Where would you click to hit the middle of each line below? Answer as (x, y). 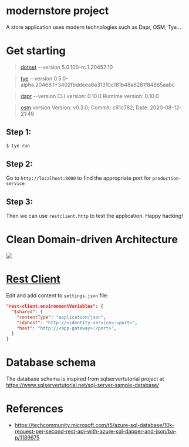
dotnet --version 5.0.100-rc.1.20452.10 (67, 67)
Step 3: (20, 202)
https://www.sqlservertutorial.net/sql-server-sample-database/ (83, 385)
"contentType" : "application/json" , (62, 317)
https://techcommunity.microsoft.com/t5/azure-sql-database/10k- (95, 425)
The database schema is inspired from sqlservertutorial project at (85, 379)
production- (167, 179)
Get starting (36, 51)
